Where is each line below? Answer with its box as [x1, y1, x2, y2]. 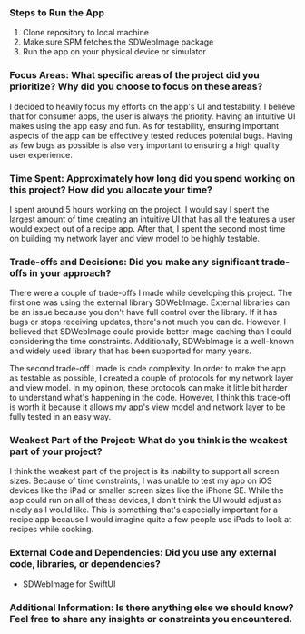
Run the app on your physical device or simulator [22, 46, 206, 57]
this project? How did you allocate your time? [9, 183, 213, 196]
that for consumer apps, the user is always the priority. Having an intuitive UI [9, 111, 296, 122]
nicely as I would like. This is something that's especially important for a [9, 504, 279, 515]
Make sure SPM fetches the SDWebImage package [22, 36, 214, 47]
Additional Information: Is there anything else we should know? [9, 601, 294, 614]
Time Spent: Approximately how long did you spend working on [9, 172, 296, 184]
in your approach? [29, 266, 112, 279]
